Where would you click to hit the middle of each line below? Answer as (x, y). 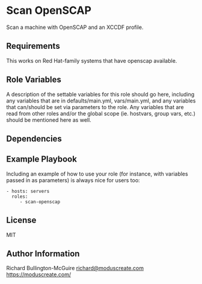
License (21, 220)
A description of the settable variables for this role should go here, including (100, 94)
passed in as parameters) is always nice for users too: (73, 180)
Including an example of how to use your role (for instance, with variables (97, 174)
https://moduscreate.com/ (38, 274)
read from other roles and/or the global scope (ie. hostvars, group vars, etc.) (101, 113)
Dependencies (34, 138)
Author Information (43, 254)
